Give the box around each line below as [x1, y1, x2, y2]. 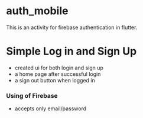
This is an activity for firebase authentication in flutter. [6, 24, 138, 31]
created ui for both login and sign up [14, 64, 103, 71]
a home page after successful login [14, 70, 101, 78]
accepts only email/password [14, 105, 87, 112]
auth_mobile [6, 4, 69, 18]
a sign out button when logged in [14, 76, 96, 84]
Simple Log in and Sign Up [6, 44, 137, 58]
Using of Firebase [6, 91, 58, 100]
